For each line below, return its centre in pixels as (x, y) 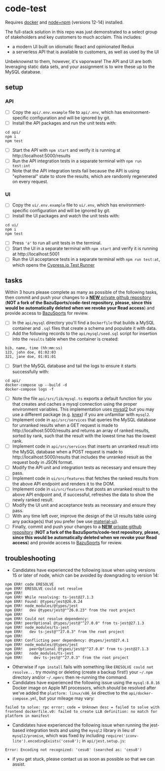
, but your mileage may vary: (66, 698)
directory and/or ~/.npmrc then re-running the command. (70, 677)
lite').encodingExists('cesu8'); (47, 741)
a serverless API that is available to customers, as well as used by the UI (85, 52)
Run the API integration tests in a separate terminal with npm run (77, 161)
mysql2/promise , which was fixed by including (58, 736)
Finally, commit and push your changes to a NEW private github (77, 527)
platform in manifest (27, 716)
